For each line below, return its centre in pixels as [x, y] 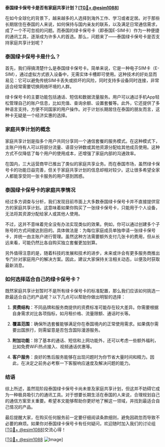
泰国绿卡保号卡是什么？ [33, 56]
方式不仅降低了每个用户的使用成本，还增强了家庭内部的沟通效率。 [72, 153]
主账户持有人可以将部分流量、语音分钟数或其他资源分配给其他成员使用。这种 [82, 147]
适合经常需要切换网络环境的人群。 [40, 87]
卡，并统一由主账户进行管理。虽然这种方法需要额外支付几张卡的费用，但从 [80, 236]
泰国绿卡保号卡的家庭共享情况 [41, 190]
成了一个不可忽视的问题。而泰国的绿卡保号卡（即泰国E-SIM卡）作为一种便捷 [82, 30]
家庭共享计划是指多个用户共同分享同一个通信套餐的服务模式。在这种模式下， [82, 141]
